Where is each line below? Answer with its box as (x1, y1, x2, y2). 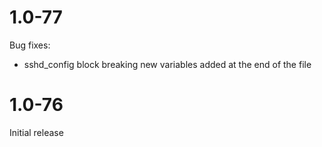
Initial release (9, 126, 64, 138)
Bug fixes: (9, 39, 51, 51)
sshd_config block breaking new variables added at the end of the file (23, 58, 312, 70)
